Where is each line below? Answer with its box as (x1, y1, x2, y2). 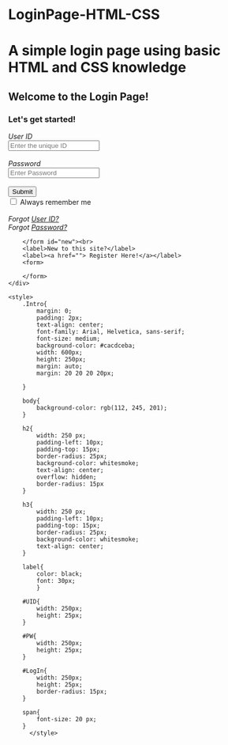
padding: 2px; (36, 314, 83, 322)
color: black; (36, 570, 83, 578)
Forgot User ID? (8, 214, 59, 224)
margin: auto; (36, 362, 83, 371)
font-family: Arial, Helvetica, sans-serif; (36, 328, 185, 336)
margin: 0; (36, 307, 73, 316)
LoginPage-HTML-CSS (8, 6, 160, 24)
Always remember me (19, 198, 92, 207)
